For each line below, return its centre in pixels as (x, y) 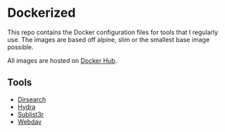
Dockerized (41, 13)
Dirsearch (32, 99)
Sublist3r (31, 114)
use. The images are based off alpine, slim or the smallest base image (108, 39)
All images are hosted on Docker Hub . (62, 60)
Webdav (30, 122)
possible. (20, 47)
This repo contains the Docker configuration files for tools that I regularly (113, 32)
